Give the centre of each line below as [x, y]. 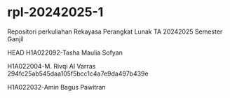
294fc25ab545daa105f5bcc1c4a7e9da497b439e [78, 73]
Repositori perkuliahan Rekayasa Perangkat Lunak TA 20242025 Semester [115, 31]
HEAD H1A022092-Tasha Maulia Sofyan [65, 52]
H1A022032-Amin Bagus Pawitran [57, 87]
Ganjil [15, 38]
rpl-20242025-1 [55, 12]
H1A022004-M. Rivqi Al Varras [52, 66]
